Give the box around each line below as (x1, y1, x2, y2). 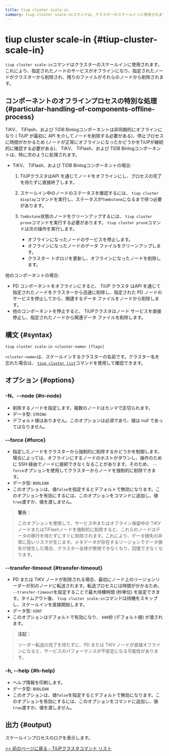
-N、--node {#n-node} (5, 393, 62, 400)
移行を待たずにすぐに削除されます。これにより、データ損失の (31, 533, 158, 539)
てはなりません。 (12, 423, 48, 430)
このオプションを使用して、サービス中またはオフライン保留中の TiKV (17, 520, 161, 526)
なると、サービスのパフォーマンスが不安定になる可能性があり (26, 648, 154, 654)
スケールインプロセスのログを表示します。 (5, 735, 93, 741)
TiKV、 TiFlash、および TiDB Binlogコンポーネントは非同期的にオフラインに (5, 127, 162, 133)
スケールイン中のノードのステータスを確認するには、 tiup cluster (20, 190, 159, 196)
